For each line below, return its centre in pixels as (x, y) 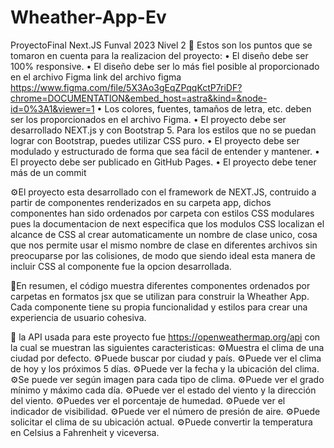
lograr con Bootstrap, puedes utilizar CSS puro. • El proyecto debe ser (155, 140)
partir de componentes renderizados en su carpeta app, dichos (141, 202)
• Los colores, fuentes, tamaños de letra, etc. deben (204, 108)
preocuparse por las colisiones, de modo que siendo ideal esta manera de (163, 255)
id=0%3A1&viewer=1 (52, 108)
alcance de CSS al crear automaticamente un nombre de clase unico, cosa (164, 234)
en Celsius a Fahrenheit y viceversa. (85, 432)
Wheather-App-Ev (88, 17)
